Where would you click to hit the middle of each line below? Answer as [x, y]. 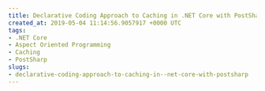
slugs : [19, 67]
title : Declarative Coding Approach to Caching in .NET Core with [119, 15]
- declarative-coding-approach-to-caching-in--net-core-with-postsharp [128, 74]
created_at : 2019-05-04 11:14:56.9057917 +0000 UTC [95, 23]
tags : [17, 30]
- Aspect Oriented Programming [60, 45]
